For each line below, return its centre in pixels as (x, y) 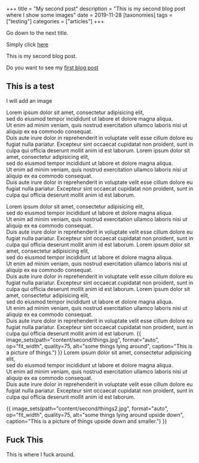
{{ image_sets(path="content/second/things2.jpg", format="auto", (87, 408)
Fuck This (25, 440)
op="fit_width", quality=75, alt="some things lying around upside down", (95, 415)
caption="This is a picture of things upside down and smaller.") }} (87, 421)
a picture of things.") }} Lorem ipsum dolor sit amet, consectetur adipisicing (99, 352)
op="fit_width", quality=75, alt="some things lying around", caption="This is (99, 346)
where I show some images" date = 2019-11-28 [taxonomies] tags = (89, 15)
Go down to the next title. (37, 33)
